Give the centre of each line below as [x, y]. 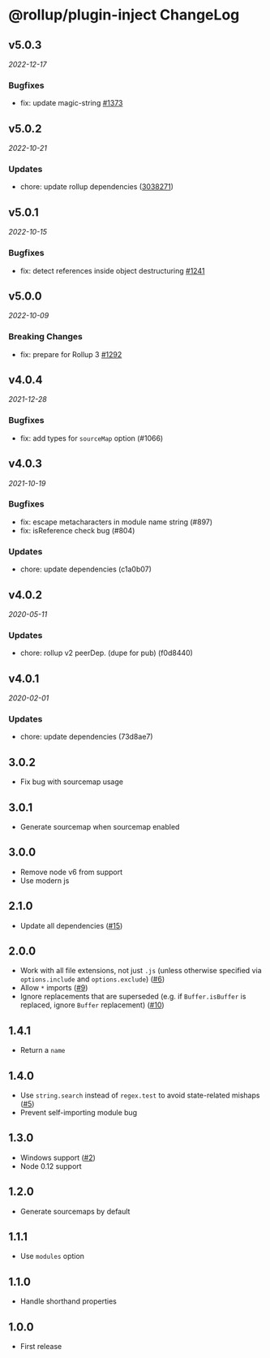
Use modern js [45, 880]
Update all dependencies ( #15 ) [71, 925]
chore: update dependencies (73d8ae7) [86, 737]
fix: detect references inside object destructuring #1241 [112, 270]
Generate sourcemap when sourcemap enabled [100, 826]
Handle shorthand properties [69, 1301]
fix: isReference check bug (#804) [77, 530]
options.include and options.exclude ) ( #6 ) [92, 979]
